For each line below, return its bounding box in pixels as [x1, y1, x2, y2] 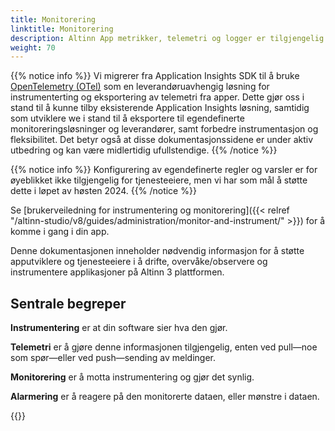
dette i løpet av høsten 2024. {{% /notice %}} [10, 185, 197, 197]
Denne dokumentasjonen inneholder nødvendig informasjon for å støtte [10, 245, 305, 257]
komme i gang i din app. [10, 226, 110, 238]
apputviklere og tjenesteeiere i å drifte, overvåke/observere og [10, 256, 268, 268]
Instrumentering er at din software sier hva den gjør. [10, 322, 228, 334]
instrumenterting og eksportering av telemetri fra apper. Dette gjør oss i [10, 91, 305, 103]
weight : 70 [10, 42, 56, 53]
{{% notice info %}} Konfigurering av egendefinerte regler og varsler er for [10, 164, 318, 176]
